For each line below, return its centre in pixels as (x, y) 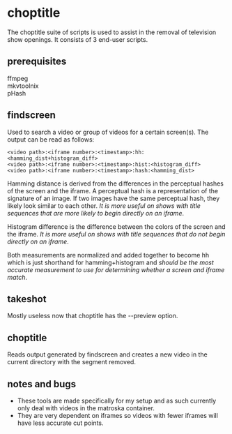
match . (17, 277)
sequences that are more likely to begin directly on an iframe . (96, 213)
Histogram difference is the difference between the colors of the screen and (116, 226)
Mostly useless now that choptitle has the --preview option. (93, 316)
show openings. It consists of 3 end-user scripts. (78, 39)
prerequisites (37, 62)
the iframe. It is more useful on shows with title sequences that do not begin (116, 234)
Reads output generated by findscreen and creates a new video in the (107, 354)
